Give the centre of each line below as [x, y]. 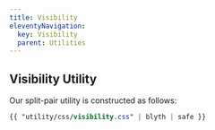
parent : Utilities [52, 43]
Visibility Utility [53, 78]
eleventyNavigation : [48, 26]
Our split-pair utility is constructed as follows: [93, 100]
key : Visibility [47, 34]
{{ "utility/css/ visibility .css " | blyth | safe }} [107, 117]
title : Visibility [43, 17]
